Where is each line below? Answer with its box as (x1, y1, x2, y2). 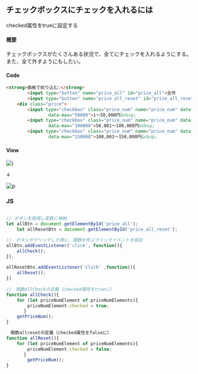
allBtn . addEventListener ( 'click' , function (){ (6, 242, 123, 248)
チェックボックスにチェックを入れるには (6, 5, 153, 15)
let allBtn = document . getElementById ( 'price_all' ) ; (6, 221, 138, 227)
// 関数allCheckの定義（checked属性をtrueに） (6, 286, 115, 292)
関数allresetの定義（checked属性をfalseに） (10, 330, 112, 336)
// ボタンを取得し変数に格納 (6, 216, 67, 222)
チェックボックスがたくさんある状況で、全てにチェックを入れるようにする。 (6, 51, 192, 58)
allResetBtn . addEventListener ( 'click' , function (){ (6, 265, 136, 271)
